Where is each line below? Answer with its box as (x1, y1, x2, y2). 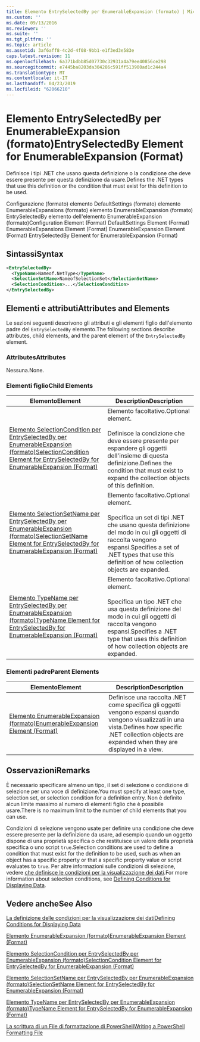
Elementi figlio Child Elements (6, 382, 93, 390)
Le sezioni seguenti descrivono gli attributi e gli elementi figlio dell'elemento (6, 319, 192, 326)
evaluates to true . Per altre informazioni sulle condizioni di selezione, (6, 862, 176, 870)
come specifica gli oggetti (108, 701, 181, 709)
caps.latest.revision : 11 (6, 53, 70, 59)
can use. (6, 813, 28, 820)
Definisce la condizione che (107, 430, 185, 438)
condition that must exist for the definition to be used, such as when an (6, 850, 180, 857)
